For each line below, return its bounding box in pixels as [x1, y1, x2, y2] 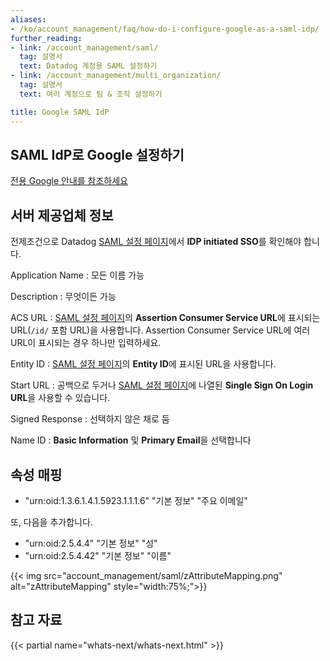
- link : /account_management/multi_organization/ [10, 71, 222, 81]
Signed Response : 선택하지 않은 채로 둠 [10, 413, 170, 425]
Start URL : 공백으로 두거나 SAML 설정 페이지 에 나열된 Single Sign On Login [10, 379, 314, 391]
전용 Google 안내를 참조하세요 [10, 175, 128, 187]
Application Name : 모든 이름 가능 [10, 269, 145, 281]
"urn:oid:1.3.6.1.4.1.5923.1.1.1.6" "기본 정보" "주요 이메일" [24, 494, 248, 506]
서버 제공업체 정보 [10, 207, 114, 224]
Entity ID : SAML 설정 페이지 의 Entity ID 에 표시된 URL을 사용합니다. [10, 358, 277, 370]
